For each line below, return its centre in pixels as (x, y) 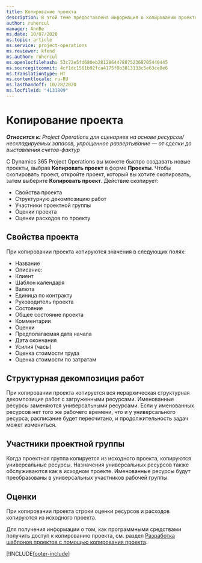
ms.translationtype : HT (36, 74)
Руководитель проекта (44, 302)
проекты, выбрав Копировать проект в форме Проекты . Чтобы (89, 168)
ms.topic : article (29, 40)
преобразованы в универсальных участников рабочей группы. (88, 478)
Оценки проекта (36, 211)
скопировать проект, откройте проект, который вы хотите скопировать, (99, 174)
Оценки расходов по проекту (53, 218)
